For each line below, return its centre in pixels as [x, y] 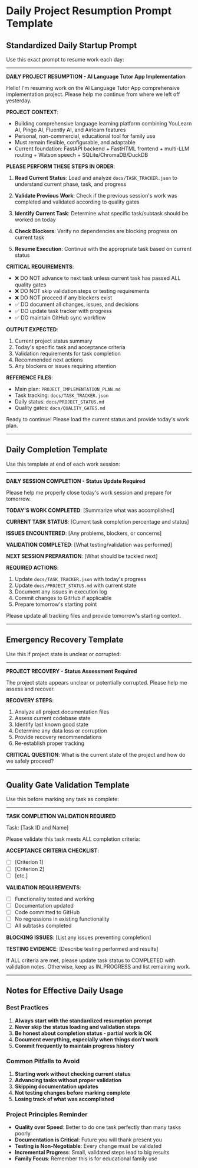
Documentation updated [44, 905]
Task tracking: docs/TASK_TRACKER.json [62, 395]
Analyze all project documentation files [62, 712]
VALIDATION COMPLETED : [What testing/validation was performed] [89, 544]
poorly [22, 1134]
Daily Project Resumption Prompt [89, 11]
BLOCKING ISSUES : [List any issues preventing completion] [79, 937]
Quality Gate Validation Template [68, 785]
